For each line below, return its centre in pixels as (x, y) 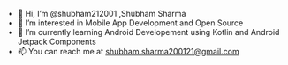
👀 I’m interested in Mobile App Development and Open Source (130, 23)
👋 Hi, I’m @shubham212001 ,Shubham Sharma (102, 14)
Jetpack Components (57, 41)
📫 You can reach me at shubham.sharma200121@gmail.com (129, 51)
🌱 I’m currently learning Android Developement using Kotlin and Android (148, 32)
